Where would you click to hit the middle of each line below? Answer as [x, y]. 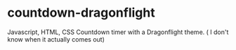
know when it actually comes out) [56, 39]
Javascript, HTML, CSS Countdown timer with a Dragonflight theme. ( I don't [118, 32]
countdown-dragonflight [81, 13]
